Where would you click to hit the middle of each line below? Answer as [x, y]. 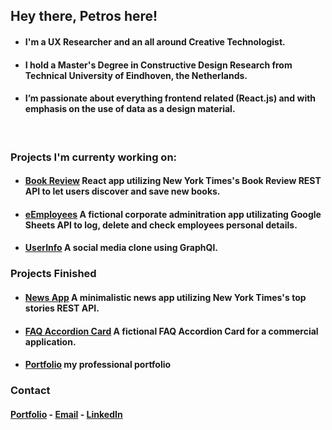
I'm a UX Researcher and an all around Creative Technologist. [155, 41]
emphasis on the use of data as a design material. [130, 109]
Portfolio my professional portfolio [98, 365]
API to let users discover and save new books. [122, 191]
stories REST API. [62, 308]
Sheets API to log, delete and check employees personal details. [161, 225]
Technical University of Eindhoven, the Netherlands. [136, 75]
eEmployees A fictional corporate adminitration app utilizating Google [173, 214]
